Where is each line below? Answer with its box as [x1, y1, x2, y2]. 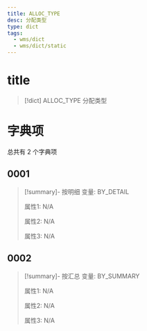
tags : [7, 29, 23, 37]
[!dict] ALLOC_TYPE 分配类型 [24, 96, 107, 104]
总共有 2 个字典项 [7, 147, 58, 156]
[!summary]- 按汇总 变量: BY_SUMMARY [24, 272, 140, 280]
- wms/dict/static [13, 42, 67, 49]
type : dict [7, 23, 39, 30]
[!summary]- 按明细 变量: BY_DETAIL [24, 187, 130, 195]
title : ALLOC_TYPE [7, 10, 60, 17]
